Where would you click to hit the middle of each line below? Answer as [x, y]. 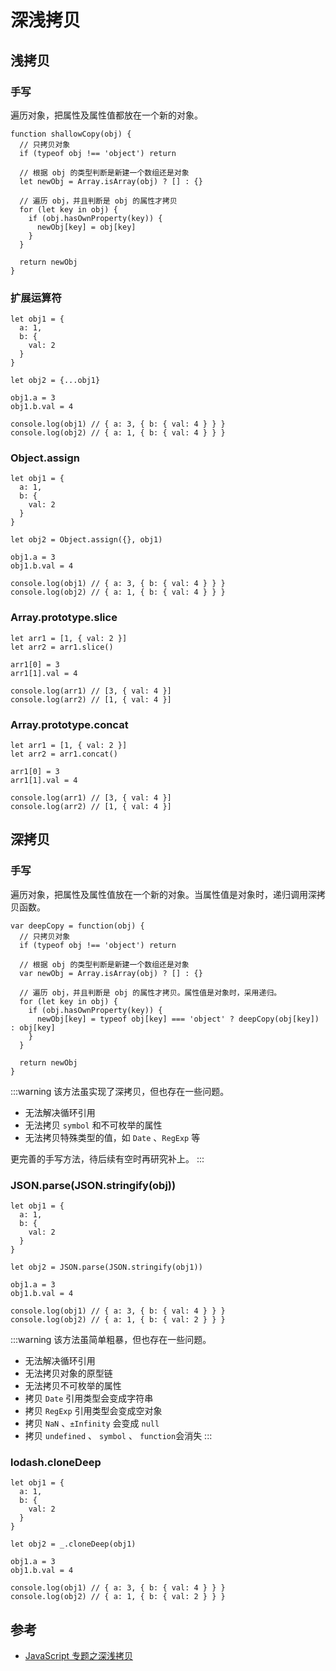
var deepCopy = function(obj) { [77, 926]
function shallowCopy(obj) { [71, 134]
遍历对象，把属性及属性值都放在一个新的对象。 [106, 115]
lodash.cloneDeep [56, 1462]
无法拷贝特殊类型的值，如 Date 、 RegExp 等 [112, 1137]
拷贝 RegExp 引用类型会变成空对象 [93, 1411]
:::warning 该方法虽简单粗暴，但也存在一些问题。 [111, 1340]
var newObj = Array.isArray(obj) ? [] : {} [111, 973]
